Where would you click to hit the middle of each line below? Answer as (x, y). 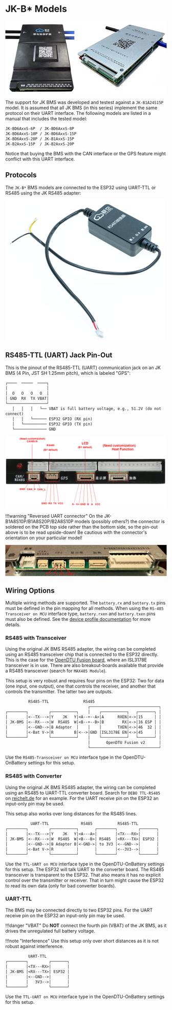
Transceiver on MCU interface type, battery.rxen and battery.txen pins (80, 614)
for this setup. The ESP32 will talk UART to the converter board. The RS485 (85, 869)
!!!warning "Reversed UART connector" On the (54, 516)
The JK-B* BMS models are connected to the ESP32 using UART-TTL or (81, 187)
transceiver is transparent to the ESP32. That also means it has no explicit (83, 875)
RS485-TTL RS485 (61, 702)
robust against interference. (35, 946)
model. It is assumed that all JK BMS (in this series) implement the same (81, 108)
